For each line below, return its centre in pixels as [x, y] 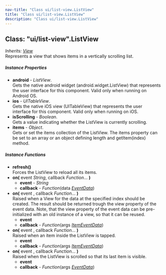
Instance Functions [26, 155]
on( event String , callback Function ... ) [51, 178]
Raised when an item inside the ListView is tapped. [64, 235]
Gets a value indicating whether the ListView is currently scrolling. [80, 122]
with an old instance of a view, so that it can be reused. [89, 215]
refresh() [22, 167]
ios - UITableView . [31, 101]
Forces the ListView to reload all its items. [55, 172]
